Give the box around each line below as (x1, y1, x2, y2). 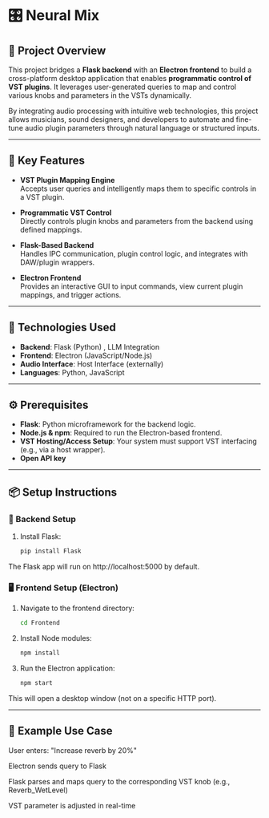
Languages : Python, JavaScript (19, 367, 126, 377)
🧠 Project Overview (8, 43, 106, 57)
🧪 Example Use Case (8, 724, 114, 738)
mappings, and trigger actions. (19, 290, 122, 299)
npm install (19, 649, 60, 658)
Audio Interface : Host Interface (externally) (19, 358, 164, 369)
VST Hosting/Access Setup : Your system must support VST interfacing (19, 436, 258, 446)
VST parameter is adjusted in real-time (8, 800, 136, 810)
